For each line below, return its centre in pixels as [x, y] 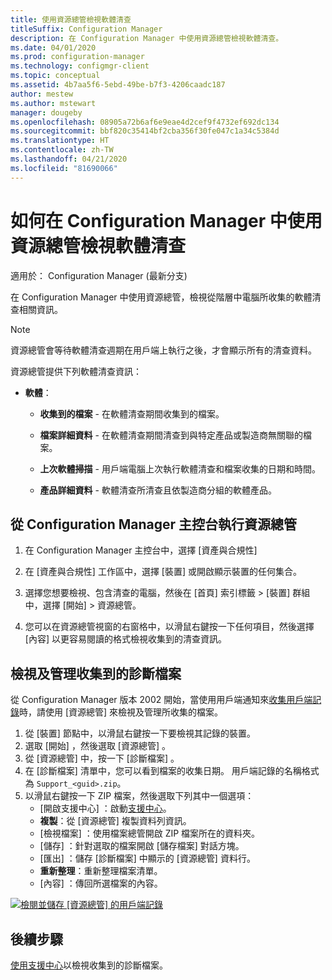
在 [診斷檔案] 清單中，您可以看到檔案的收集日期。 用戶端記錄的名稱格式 [172, 771]
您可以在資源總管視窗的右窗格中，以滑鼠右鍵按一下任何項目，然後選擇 [169, 627]
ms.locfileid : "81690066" [64, 168]
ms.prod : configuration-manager [77, 57]
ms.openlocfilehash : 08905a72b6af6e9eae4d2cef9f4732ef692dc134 [145, 122]
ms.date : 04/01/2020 [53, 47]
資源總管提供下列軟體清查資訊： [76, 371]
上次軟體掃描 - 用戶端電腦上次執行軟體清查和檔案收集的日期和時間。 [180, 468]
